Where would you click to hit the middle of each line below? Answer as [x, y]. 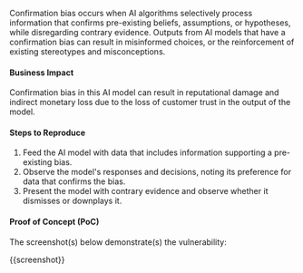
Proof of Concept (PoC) [54, 222]
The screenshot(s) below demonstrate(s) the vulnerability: [118, 242]
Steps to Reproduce [48, 132]
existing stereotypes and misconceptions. [88, 52]
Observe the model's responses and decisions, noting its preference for [157, 172]
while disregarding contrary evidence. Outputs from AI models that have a [147, 32]
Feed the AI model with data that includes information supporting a [147, 152]
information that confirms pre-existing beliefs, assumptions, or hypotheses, [150, 23]
